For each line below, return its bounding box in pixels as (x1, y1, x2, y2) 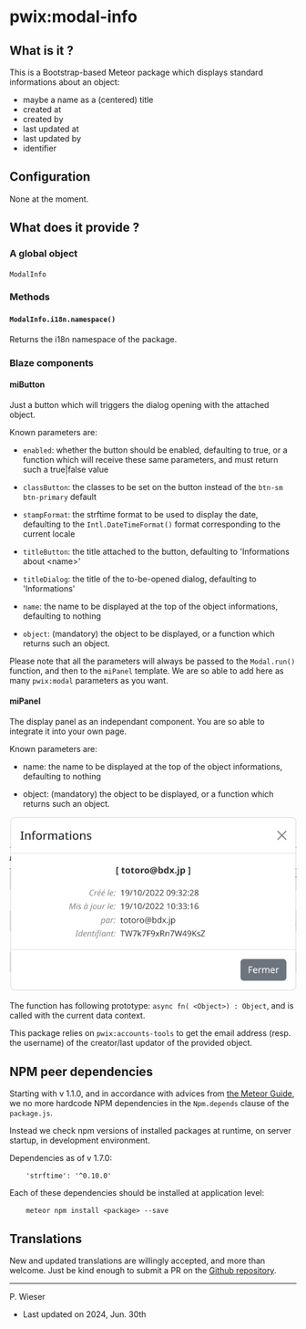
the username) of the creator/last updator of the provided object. (9, 1038, 253, 1049)
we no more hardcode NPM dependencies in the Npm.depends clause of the (9, 1098, 290, 1109)
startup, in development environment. (9, 1135, 150, 1146)
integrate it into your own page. (9, 726, 127, 737)
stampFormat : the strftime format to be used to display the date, (22, 508, 259, 519)
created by (22, 114, 64, 124)
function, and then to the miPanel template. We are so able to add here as (9, 664, 284, 676)
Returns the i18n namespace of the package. (9, 333, 178, 344)
